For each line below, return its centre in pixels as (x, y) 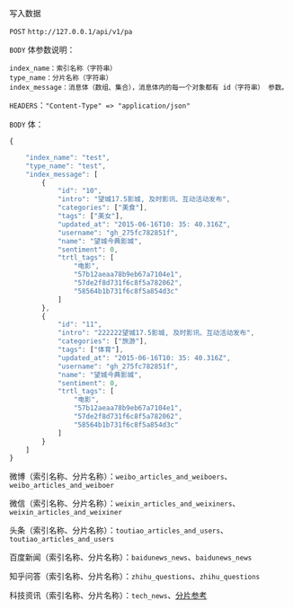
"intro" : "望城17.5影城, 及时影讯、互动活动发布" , (144, 199)
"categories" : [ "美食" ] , (102, 208)
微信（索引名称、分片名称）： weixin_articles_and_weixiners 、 (125, 503)
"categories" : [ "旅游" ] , (102, 341)
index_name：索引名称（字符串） (63, 68)
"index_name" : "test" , (68, 157)
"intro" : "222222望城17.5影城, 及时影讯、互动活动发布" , (156, 333)
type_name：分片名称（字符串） (61, 78)
